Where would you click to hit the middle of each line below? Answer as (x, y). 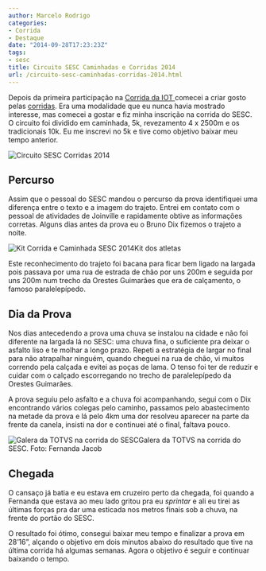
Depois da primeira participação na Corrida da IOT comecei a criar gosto (127, 97)
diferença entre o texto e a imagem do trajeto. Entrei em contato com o (124, 208)
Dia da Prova (40, 314)
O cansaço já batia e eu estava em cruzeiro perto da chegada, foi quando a (131, 493)
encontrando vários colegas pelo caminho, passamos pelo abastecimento (129, 408)
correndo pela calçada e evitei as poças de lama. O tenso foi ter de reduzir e (133, 367)
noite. (17, 233)
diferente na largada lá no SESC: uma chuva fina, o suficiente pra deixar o (129, 342)
